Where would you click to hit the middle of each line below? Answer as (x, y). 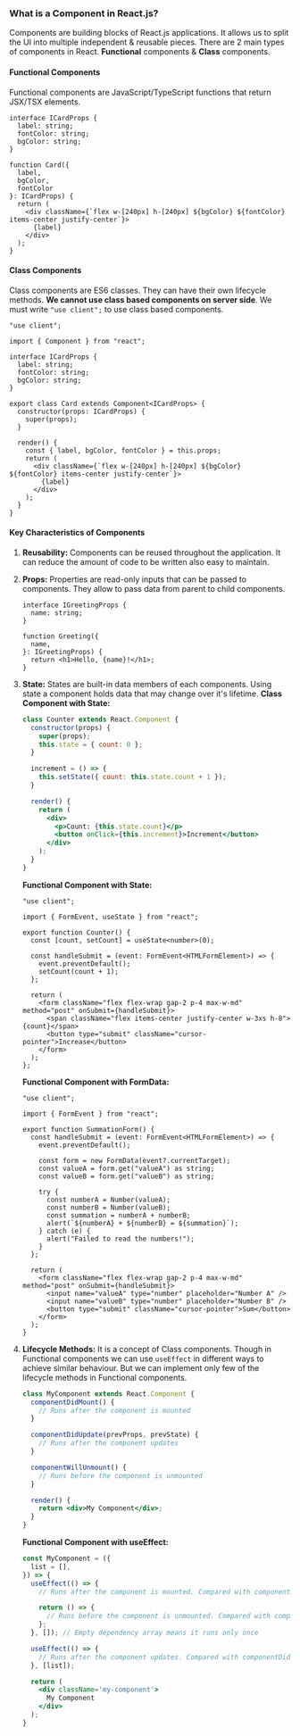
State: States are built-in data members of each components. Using (147, 684)
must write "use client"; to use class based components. (117, 309)
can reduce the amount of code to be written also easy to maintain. (146, 561)
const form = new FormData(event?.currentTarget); (135, 1160)
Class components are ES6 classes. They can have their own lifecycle (137, 290)
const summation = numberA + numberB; (118, 1215)
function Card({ (39, 165)
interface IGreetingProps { (74, 605)
